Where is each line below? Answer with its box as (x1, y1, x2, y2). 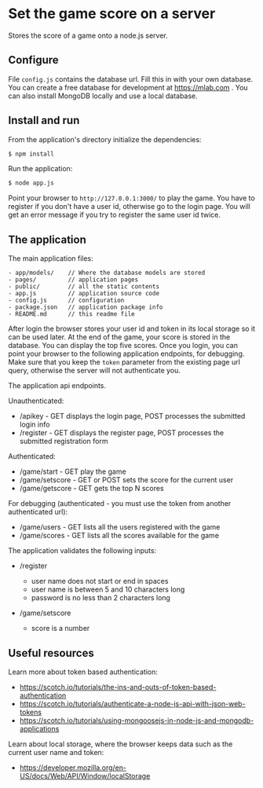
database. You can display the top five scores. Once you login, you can (8, 341, 238, 350)
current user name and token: (8, 747, 104, 757)
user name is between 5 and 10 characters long (31, 585, 185, 594)
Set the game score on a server (8, 5, 216, 23)
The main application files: (8, 254, 94, 263)
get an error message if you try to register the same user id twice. (8, 210, 221, 220)
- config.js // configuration (8, 296, 125, 305)
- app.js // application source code (8, 290, 159, 298)
